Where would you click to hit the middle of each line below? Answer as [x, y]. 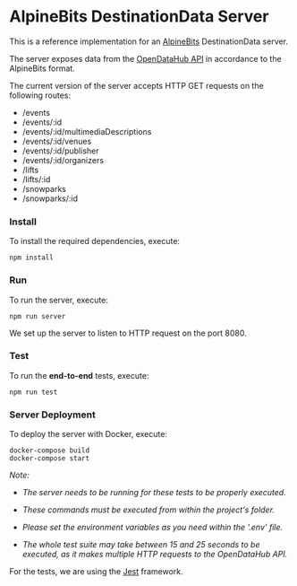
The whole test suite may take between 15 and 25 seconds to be [141, 545]
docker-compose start [50, 459]
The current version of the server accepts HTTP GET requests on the [136, 85]
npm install [31, 258]
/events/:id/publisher [60, 151]
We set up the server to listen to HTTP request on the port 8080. [128, 333]
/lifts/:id [36, 179]
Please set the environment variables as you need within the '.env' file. [153, 528]
